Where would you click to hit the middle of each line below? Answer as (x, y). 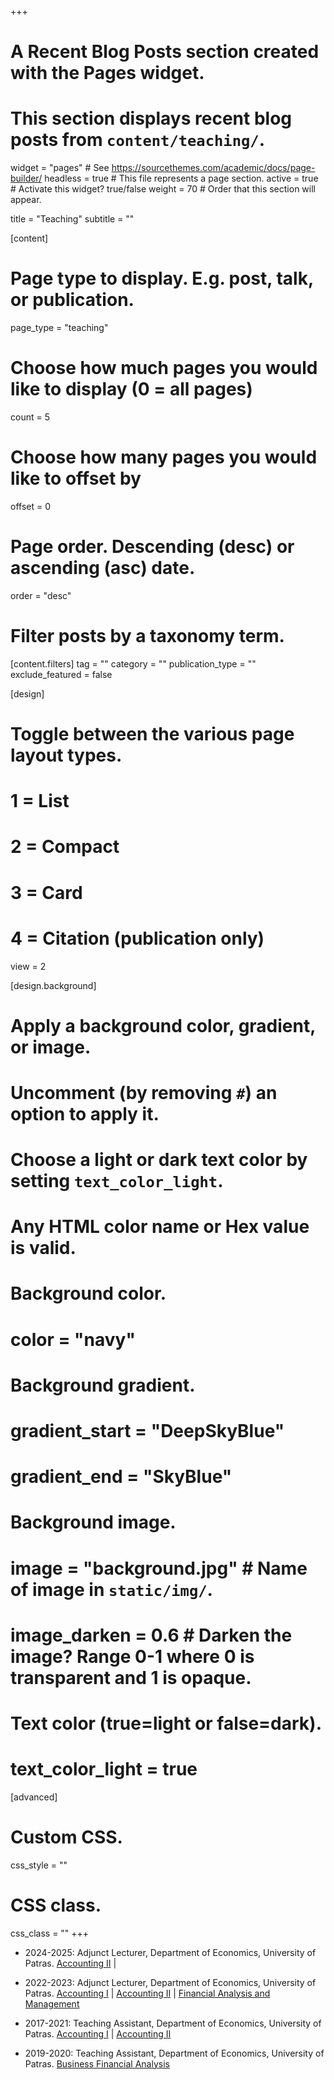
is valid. (43, 1248)
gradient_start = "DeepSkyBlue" (147, 1431)
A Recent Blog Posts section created (165, 52)
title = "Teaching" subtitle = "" (72, 219)
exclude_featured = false (61, 674)
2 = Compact (65, 847)
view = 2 (28, 966)
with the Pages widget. (107, 73)
